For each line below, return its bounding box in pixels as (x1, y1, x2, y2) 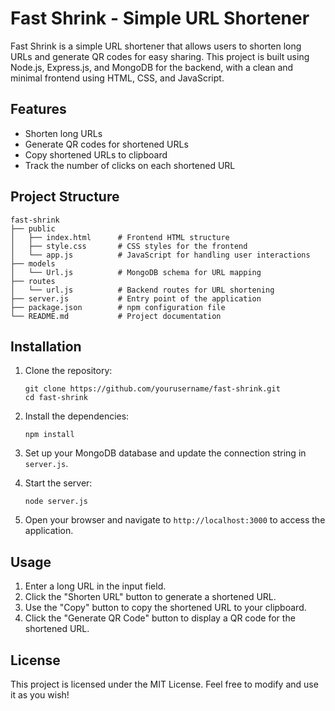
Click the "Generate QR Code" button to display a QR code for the (24, 612, 296, 624)
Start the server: (24, 477, 93, 489)
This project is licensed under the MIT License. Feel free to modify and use (10, 678, 319, 690)
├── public (10, 223, 56, 234)
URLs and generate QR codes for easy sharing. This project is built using (10, 50, 310, 62)
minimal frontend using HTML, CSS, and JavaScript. (10, 72, 225, 84)
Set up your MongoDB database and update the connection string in (24, 447, 307, 459)
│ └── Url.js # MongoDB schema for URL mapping (10, 267, 262, 277)
